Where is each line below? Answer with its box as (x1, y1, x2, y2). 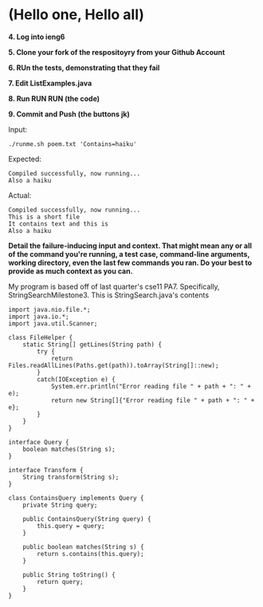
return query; (37, 577, 84, 585)
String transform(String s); (22, 473, 120, 481)
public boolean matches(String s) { (22, 542, 145, 551)
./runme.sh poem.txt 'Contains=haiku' (8, 140, 137, 148)
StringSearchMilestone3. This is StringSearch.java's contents (8, 290, 210, 300)
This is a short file (8, 213, 80, 221)
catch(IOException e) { (37, 375, 116, 384)
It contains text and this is (8, 219, 109, 228)
